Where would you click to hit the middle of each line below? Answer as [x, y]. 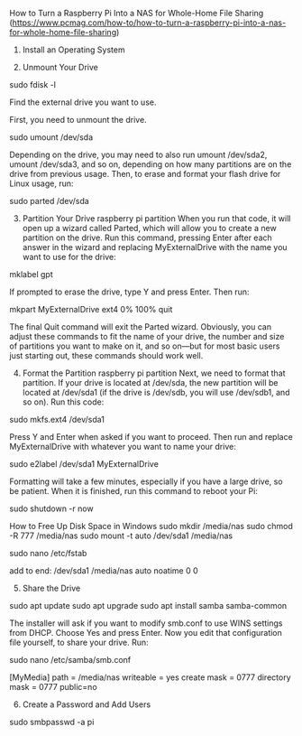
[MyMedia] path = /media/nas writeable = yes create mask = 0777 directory [150, 677]
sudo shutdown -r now [51, 508]
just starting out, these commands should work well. [106, 355]
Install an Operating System [73, 50]
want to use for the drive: [69, 257]
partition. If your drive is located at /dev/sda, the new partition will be [150, 382]
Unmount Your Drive [60, 67]
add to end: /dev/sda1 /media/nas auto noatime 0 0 [104, 571]
